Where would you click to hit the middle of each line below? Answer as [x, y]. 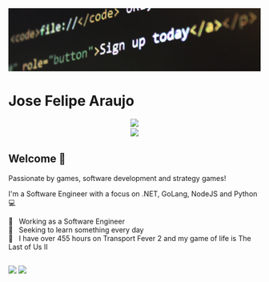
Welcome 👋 [37, 159]
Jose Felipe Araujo [71, 101]
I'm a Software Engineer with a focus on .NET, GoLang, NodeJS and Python [133, 193]
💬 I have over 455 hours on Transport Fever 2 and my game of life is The [130, 238]
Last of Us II [28, 247]
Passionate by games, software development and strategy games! [117, 178]
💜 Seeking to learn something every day [76, 230]
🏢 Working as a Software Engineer [67, 221]
